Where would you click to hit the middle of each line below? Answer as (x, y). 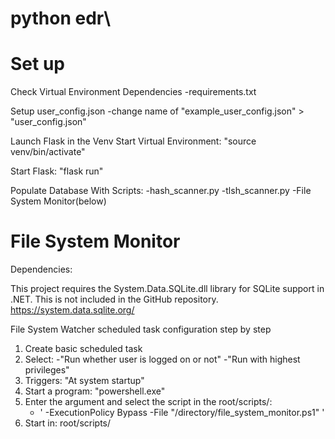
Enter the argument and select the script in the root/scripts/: (148, 402)
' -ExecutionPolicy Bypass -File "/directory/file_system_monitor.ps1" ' (182, 413)
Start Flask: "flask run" (57, 171)
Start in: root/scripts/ (68, 423)
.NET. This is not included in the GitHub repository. (114, 299)
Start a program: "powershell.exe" (95, 391)
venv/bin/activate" (48, 152)
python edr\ (61, 18)
